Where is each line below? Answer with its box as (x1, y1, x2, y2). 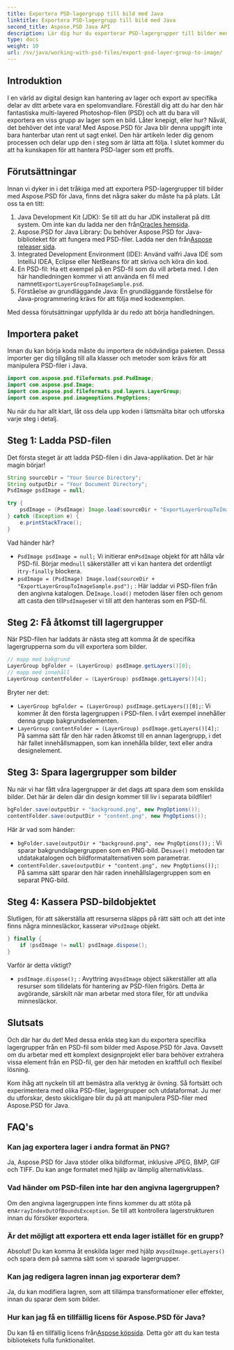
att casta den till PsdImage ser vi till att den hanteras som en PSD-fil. (17, 596, 208, 605)
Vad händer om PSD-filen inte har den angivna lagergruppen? (7, 1183, 220, 1193)
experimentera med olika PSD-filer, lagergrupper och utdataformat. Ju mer (7, 1086, 221, 1094)
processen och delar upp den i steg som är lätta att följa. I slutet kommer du (7, 138, 224, 147)
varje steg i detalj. (7, 414, 58, 423)
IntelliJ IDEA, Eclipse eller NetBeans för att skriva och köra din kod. (17, 257, 210, 265)
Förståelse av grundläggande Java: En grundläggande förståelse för (17, 287, 213, 295)
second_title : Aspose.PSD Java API (7, 23, 111, 30)
